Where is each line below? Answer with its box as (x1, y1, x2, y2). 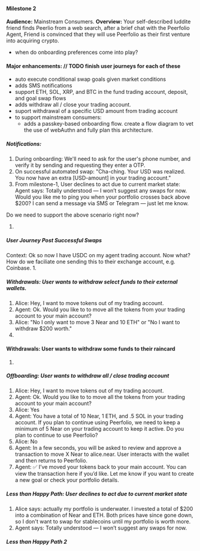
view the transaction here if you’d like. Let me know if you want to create (14, 470, 195, 477)
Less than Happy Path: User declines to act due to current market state (6, 491, 187, 498)
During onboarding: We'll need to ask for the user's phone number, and (14, 156, 191, 163)
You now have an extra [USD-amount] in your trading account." (14, 174, 171, 182)
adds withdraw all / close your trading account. (14, 101, 132, 108)
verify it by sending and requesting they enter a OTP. (14, 162, 146, 169)
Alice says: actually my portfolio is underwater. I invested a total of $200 (14, 506, 193, 513)
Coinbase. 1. (6, 264, 37, 272)
